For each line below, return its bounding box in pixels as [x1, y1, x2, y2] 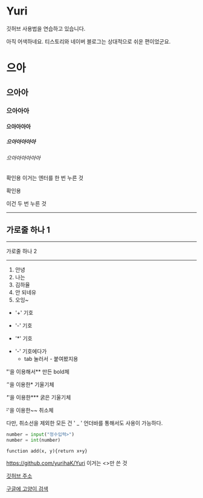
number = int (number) [6, 437, 61, 444]
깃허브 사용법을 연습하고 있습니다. [6, 25, 86, 32]
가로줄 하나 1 [6, 225, 50, 235]
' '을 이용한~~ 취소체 [6, 407, 54, 414]
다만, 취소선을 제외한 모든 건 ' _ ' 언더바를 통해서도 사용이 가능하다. [6, 419, 163, 427]
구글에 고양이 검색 [6, 485, 48, 493]
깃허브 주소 [6, 473, 33, 480]
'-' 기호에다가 [14, 348, 47, 355]
